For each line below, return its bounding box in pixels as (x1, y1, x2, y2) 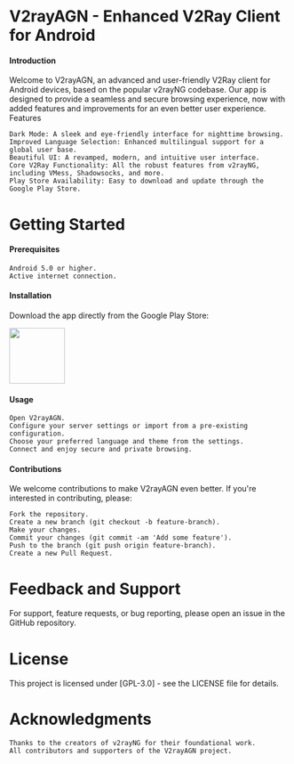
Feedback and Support (9, 579, 181, 598)
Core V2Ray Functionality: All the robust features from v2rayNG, (9, 161, 260, 170)
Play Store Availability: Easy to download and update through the (9, 176, 265, 186)
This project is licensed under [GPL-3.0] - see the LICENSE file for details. (9, 679, 280, 689)
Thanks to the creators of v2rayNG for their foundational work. (9, 739, 256, 748)
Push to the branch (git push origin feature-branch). (9, 541, 217, 550)
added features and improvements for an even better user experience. (9, 103, 266, 114)
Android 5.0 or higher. (9, 264, 98, 272)
